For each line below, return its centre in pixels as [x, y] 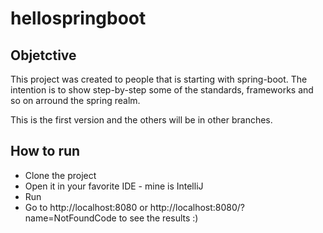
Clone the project [60, 175]
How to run [45, 151]
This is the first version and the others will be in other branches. [141, 120]
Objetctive [43, 55]
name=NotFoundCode [70, 218]
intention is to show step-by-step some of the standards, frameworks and [162, 90]
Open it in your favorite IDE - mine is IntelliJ [114, 186]
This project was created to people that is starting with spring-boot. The [159, 79]
